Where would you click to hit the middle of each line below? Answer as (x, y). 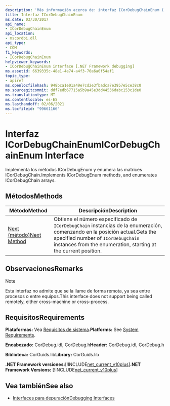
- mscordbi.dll (21, 39)
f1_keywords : (19, 52)
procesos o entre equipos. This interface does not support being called (79, 296)
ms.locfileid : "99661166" (32, 109)
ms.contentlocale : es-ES (31, 99)
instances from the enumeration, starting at (105, 244)
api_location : (20, 33)
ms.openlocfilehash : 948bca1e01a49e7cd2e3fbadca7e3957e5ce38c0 (73, 85)
